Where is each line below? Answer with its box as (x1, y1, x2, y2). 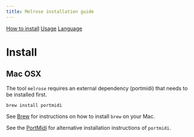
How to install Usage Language (6, 25, 82, 32)
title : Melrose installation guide (6, 8, 94, 15)
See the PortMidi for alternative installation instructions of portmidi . (6, 124, 171, 131)
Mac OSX (6, 69, 42, 79)
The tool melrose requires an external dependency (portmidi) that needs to (6, 84, 188, 92)
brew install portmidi (6, 102, 62, 108)
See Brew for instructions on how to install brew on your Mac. (6, 113, 155, 120)
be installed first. (6, 91, 47, 98)
